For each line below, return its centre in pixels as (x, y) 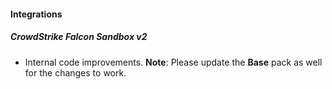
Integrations (36, 14)
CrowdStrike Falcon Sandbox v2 (79, 37)
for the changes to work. (75, 72)
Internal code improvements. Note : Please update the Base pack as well (173, 62)
